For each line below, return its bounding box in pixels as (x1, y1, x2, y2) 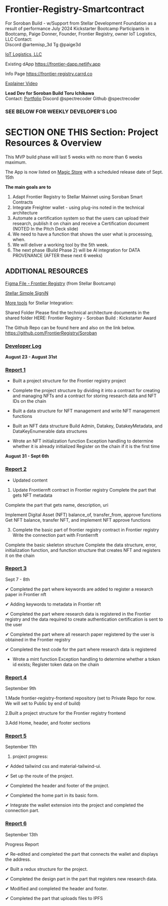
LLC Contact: (5, 36, 33, 42)
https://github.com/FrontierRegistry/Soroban (5, 330, 97, 336)
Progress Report (5, 841, 39, 847)
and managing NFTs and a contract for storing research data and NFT (12, 393, 157, 399)
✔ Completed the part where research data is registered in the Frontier (5, 611, 151, 617)
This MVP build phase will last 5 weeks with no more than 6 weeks (5, 154, 143, 160)
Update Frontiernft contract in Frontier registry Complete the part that (12, 487, 156, 493)
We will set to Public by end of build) (5, 701, 81, 707)
